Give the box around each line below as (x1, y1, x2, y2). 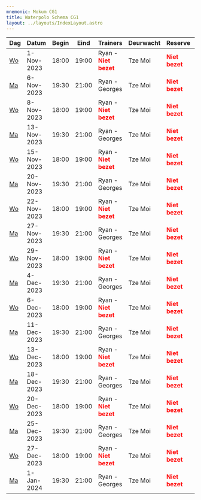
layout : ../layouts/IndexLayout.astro (6, 20, 103, 26)
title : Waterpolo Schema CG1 (6, 14, 79, 20)
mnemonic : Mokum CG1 (6, 8, 58, 15)
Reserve (166, 39, 191, 47)
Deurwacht (128, 39, 161, 47)
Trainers (98, 39, 123, 47)
